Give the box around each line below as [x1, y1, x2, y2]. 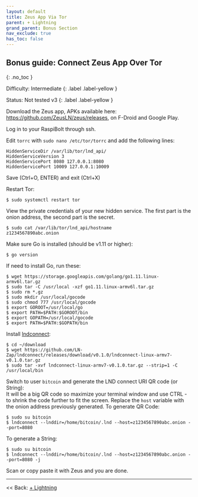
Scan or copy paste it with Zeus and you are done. [6, 467, 128, 474]
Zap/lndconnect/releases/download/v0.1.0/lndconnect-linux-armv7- [6, 352, 173, 358]
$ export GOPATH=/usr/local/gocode [6, 315, 94, 321]
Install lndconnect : [6, 330, 51, 337]
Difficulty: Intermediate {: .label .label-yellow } [6, 85, 118, 92]
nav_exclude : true [6, 31, 51, 37]
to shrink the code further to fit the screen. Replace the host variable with [6, 396, 184, 404]
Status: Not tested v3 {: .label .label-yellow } [6, 96, 113, 103]
